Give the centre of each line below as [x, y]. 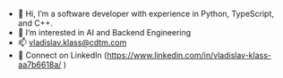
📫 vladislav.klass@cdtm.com [72, 43]
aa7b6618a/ [39, 65]
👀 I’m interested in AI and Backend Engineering [104, 32]
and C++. [35, 23]
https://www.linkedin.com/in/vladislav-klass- [189, 55]
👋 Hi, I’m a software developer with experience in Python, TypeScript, [146, 14]
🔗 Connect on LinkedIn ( [62, 55]
